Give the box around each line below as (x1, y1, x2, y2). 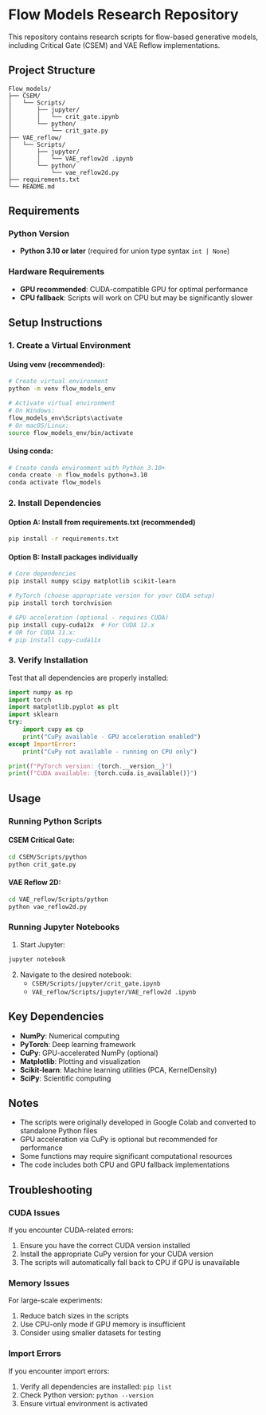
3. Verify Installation (8, 654, 88, 666)
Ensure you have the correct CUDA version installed (19, 1241, 191, 1251)
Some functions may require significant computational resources (19, 1152, 233, 1161)
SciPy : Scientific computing (19, 1073, 111, 1083)
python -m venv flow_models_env (8, 385, 115, 393)
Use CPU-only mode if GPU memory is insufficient (19, 1319, 186, 1330)
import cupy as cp (22, 725, 84, 733)
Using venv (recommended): (8, 359, 106, 369)
